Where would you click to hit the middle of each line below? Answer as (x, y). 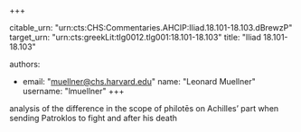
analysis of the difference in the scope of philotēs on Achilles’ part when (144, 108)
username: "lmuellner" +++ (73, 91)
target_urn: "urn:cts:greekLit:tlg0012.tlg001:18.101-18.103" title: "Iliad (136, 37)
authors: (25, 64)
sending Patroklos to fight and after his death (94, 118)
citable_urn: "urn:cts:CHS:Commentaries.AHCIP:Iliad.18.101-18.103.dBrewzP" (151, 27)
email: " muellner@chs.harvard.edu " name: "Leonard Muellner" (139, 81)
